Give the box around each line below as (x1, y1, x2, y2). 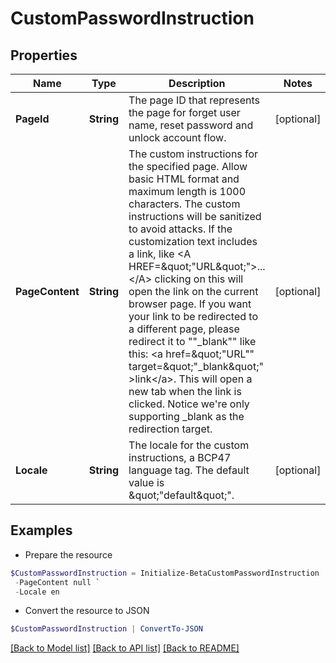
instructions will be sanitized (128, 210, 262, 223)
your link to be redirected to (128, 310, 258, 323)
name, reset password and (128, 118, 254, 132)
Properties (10, 47, 78, 64)
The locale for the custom (128, 438, 250, 452)
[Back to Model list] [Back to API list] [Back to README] (10, 642, 240, 654)
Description (168, 77, 226, 90)
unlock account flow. (128, 131, 227, 144)
